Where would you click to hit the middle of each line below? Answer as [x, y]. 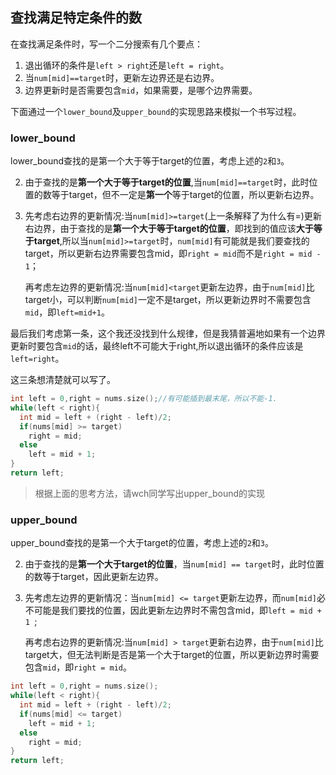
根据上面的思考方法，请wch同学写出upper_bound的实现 [150, 493]
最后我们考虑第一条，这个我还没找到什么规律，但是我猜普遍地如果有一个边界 [168, 334]
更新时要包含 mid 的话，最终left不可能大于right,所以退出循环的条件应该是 [157, 346]
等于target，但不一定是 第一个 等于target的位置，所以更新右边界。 [185, 195]
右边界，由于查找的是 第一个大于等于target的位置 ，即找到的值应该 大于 [169, 229]
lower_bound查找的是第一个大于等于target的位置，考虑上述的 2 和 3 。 [150, 161]
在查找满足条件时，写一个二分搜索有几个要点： [106, 44]
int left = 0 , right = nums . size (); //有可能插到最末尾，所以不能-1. [144, 399]
